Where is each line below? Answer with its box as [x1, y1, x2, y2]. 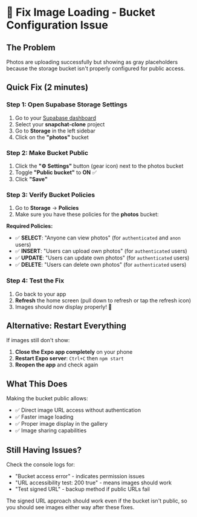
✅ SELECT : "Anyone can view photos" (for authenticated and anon [15, 234, 181, 241]
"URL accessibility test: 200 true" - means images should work [15, 479, 172, 486]
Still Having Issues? [6, 444, 82, 455]
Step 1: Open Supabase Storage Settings [6, 100, 128, 109]
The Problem [6, 42, 56, 53]
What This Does [6, 379, 68, 389]
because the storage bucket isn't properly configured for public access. [6, 65, 186, 72]
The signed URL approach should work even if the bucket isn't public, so [6, 497, 187, 504]
